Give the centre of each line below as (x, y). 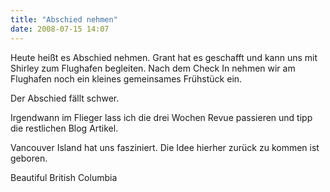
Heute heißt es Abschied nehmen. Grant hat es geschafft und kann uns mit (164, 57)
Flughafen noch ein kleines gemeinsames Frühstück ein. (126, 78)
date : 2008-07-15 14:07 (60, 29)
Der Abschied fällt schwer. (65, 98)
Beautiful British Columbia (64, 177)
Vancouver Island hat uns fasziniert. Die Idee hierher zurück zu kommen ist (165, 147)
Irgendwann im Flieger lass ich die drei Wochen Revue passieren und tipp (161, 117)
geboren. (29, 158)
